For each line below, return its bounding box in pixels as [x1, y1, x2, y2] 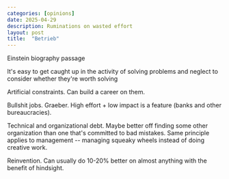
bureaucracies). [7, 109, 52, 117]
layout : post [7, 29, 44, 36]
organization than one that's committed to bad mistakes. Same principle [7, 129, 210, 137]
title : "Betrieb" [7, 36, 59, 42]
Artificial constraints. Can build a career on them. [7, 88, 146, 96]
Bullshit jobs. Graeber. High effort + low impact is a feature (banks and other [7, 101, 222, 109]
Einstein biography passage [7, 54, 85, 62]
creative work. [7, 143, 48, 152]
